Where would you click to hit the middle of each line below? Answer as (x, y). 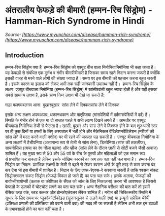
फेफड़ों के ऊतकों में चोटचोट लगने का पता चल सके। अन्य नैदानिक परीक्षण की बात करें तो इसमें (78, 186)
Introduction (25, 55)
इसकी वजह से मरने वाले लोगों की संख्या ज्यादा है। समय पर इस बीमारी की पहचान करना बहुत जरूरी (81, 78)
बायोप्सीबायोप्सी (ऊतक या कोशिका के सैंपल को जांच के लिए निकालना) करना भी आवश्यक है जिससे (81, 181)
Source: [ (14, 35)
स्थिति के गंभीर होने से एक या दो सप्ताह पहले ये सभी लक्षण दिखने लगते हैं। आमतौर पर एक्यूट (76, 120)
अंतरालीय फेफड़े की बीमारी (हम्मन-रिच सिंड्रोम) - (79, 10)
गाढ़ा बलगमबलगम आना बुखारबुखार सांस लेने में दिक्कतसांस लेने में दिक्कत (62, 105)
